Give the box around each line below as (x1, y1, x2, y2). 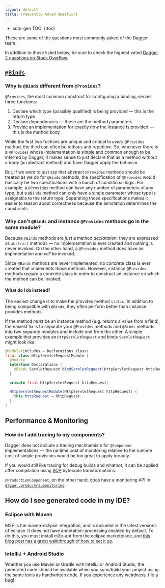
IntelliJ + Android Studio (5, 550, 64, 557)
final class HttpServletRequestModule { (5, 353, 89, 358)
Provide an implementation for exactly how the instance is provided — (12, 124, 154, 130)
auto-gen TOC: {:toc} (12, 25, 55, 31)
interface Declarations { (9, 362, 63, 367)
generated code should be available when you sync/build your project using (5, 566, 159, 572)
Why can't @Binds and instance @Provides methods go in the (5, 218, 149, 225)
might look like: (5, 339, 36, 345)
